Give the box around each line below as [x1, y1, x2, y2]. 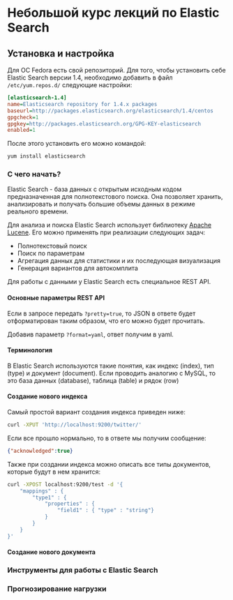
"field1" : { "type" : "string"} [57, 507, 155, 514]
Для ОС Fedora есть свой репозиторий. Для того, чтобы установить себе [7, 66, 226, 74]
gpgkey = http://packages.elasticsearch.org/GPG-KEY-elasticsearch [7, 120, 201, 127]
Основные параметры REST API [7, 294, 105, 302]
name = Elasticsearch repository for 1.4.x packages [7, 100, 158, 107]
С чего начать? [7, 170, 61, 179]
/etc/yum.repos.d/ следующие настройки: [7, 81, 133, 89]
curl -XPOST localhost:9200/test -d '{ [7, 481, 123, 488]
